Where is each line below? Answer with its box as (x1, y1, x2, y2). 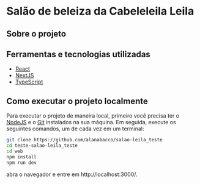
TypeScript (15, 78, 43, 86)
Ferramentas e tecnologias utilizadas (6, 49, 151, 59)
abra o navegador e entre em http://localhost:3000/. (6, 171, 138, 178)
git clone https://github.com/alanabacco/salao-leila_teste (6, 137, 163, 143)
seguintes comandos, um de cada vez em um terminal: (6, 125, 145, 132)
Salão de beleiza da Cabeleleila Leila (6, 4, 194, 18)
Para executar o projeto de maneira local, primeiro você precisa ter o (6, 112, 179, 119)
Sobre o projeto (6, 29, 66, 39)
